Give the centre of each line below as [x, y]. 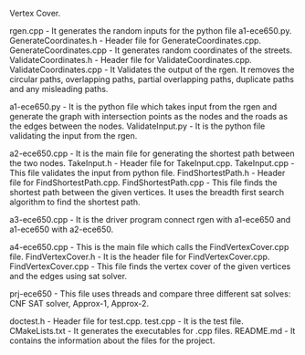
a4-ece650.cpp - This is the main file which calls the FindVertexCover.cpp [149, 247]
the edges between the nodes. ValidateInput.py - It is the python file [137, 126]
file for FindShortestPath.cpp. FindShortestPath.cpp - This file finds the [143, 183]
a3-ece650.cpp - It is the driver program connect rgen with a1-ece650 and [150, 219]
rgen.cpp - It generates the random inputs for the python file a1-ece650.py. [151, 31]
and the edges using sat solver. [68, 276]
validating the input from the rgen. [74, 136]
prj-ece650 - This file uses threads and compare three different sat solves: [150, 294]
